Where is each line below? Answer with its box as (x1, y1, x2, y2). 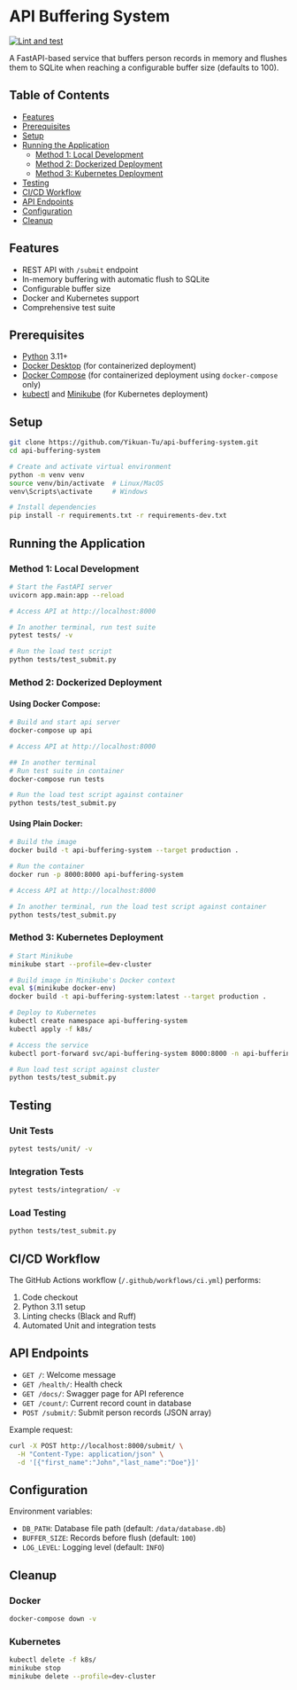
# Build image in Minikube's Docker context (9, 975, 176, 985)
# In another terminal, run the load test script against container (9, 902, 267, 911)
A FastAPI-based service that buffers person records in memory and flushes (9, 52, 287, 63)
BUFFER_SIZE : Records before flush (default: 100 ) (21, 1532, 196, 1544)
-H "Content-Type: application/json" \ (17, 1450, 164, 1459)
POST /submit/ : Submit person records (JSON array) (21, 1407, 212, 1418)
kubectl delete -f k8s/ (9, 1655, 97, 1664)
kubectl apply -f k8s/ (9, 1024, 93, 1034)
